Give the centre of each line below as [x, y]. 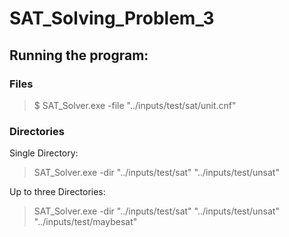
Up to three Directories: [57, 192]
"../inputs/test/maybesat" [85, 222]
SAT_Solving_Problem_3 [112, 18]
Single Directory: [44, 153]
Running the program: [79, 55]
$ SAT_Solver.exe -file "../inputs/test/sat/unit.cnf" [135, 105]
